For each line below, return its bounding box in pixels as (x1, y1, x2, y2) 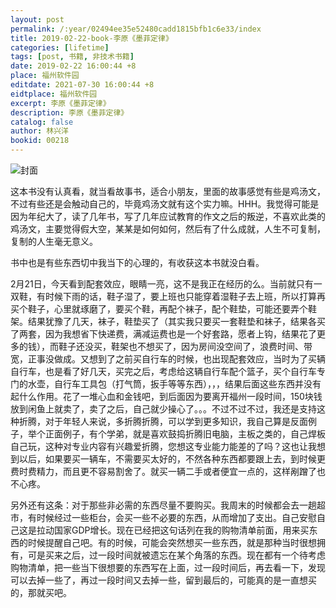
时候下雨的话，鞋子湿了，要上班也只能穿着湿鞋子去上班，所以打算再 (44, 291, 326, 302)
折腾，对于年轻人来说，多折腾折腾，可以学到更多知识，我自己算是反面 (18, 416, 308, 427)
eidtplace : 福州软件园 (10, 89, 98, 99)
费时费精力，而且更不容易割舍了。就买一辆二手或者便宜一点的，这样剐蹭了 (10, 466, 317, 477)
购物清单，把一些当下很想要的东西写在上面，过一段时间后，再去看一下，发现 (10, 562, 326, 573)
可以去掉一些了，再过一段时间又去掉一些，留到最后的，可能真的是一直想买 (10, 574, 317, 586)
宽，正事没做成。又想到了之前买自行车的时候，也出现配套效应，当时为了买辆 (10, 353, 326, 365)
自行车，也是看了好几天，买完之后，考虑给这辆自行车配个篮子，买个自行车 (10, 366, 317, 377)
